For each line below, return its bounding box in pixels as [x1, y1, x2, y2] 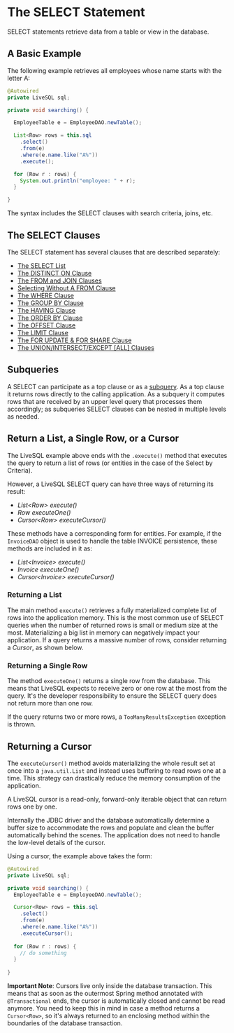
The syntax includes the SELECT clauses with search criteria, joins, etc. [7, 209, 213, 217]
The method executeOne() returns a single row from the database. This [7, 677, 211, 685]
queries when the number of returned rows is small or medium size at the [7, 621, 219, 629]
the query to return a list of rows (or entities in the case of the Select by [7, 459, 213, 467]
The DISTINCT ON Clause [17, 269, 92, 277]
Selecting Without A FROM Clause [17, 283, 116, 292]
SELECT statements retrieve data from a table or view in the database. [7, 27, 210, 36]
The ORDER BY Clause [17, 313, 83, 322]
